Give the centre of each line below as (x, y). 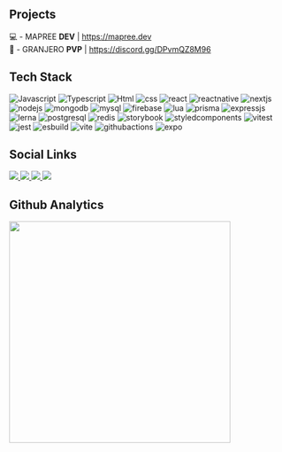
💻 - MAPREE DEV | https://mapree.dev (80, 36)
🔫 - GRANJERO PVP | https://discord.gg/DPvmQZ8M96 (110, 49)
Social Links (43, 155)
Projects (33, 15)
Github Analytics (57, 204)
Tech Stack (41, 78)
